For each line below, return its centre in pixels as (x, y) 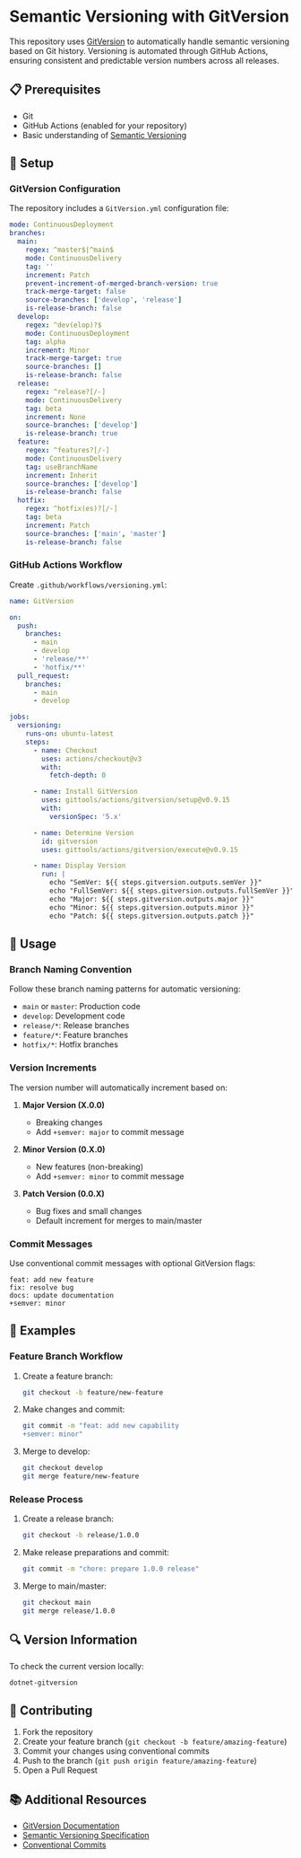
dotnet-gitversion (43, 1682)
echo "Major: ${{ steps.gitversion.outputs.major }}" (151, 899)
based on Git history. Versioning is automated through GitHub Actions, (139, 50)
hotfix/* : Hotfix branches (70, 1044)
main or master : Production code (81, 1007)
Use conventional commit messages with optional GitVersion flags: (133, 1263)
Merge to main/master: (64, 1586)
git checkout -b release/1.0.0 (81, 1536)
